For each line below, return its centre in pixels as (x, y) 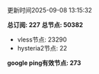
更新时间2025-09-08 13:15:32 (49, 10)
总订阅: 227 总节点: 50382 (45, 25)
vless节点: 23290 (42, 39)
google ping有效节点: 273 (44, 63)
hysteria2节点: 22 (42, 48)
